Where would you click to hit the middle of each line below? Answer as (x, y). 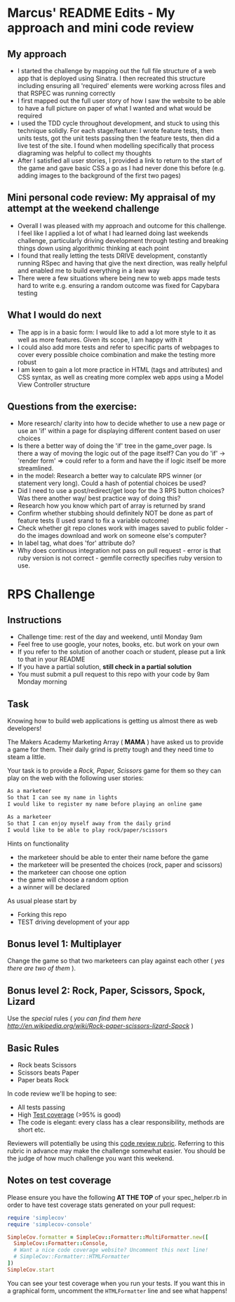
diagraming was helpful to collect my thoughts (85, 153)
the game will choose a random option (73, 880)
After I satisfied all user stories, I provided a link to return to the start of (120, 161)
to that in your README (51, 659)
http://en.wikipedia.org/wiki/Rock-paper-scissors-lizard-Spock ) (101, 1026)
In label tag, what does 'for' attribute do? (76, 543)
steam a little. (27, 757)
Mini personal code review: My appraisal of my (112, 198)
